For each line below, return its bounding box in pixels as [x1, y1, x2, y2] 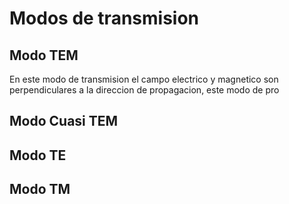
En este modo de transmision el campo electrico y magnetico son [9, 73, 279, 85]
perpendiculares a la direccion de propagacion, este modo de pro [9, 84, 280, 96]
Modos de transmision [9, 7, 200, 30]
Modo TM [9, 181, 71, 198]
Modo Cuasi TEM [9, 113, 119, 130]
